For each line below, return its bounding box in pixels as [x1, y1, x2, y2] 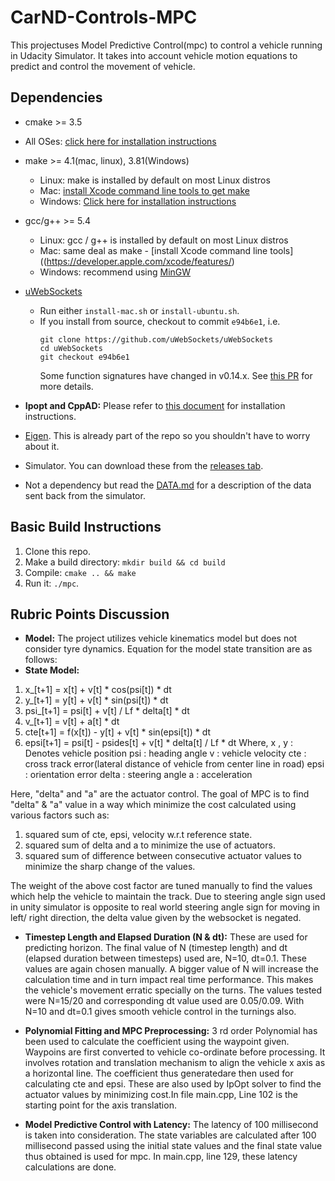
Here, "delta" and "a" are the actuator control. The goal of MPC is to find [10, 788, 310, 800]
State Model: [24, 664, 80, 676]
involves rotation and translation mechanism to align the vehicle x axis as [24, 1057, 326, 1069]
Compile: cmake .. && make [24, 566, 137, 578]
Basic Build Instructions [10, 519, 162, 536]
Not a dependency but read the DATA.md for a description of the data [24, 479, 312, 491]
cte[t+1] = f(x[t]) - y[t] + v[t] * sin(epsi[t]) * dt [24, 726, 212, 738]
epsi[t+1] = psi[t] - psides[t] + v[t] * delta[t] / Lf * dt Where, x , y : [24, 737, 293, 749]
